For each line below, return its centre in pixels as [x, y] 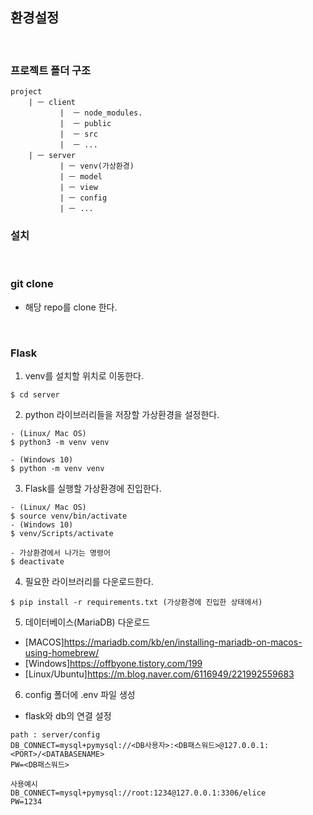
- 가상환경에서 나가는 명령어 [60, 553]
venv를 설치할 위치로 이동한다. [84, 376]
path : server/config [55, 735]
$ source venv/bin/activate [69, 516]
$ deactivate [37, 562]
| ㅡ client [52, 103]
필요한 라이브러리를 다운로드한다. [89, 581]
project [26, 92]
